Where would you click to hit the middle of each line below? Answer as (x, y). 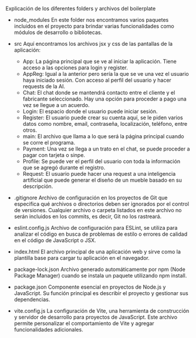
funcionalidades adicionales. (48, 329)
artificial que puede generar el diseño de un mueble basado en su (102, 180)
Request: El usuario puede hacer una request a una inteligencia (99, 174)
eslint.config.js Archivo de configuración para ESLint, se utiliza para (96, 228)
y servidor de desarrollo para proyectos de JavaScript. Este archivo (95, 317)
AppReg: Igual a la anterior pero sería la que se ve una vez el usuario (106, 74)
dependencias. (32, 299)
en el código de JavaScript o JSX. (55, 240)
